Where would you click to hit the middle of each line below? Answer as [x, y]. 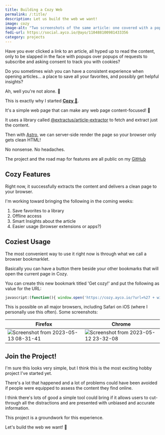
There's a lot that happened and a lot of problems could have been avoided [81, 383]
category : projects [25, 37]
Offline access [27, 216]
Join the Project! [31, 356]
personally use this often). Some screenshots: [52, 312]
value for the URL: [23, 288]
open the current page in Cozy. [37, 273]
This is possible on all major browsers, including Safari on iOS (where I [76, 307]
